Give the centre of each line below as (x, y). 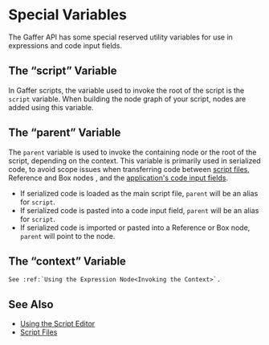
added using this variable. (51, 107)
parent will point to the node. (67, 236)
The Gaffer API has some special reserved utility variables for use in (120, 37)
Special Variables (67, 15)
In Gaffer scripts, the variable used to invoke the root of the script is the (126, 90)
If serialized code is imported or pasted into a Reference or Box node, (135, 228)
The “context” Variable (67, 261)
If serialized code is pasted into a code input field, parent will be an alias (139, 210)
